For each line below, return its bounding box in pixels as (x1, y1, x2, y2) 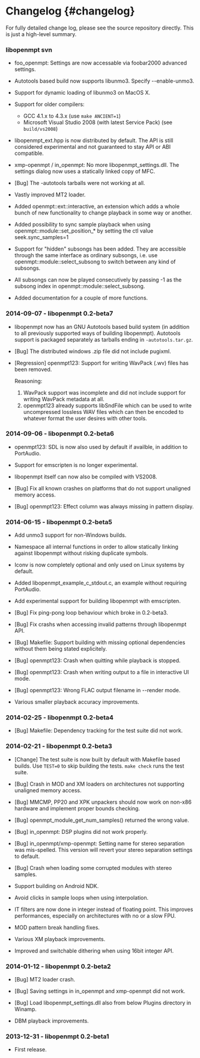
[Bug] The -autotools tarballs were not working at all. (14, 180, 145, 187)
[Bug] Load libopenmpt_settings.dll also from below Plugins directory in (14, 999, 192, 1007)
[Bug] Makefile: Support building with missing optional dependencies (14, 639, 186, 646)
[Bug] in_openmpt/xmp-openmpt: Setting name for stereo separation (14, 839, 185, 847)
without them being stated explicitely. (14, 645, 108, 653)
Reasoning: (14, 377, 43, 384)
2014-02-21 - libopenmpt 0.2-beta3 (5, 742, 112, 751)
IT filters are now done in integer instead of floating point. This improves (14, 906, 193, 913)
